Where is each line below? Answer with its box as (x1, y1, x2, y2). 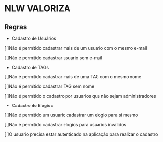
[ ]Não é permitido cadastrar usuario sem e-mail (4, 55, 102, 61)
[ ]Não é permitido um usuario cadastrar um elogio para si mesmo (4, 112, 138, 118)
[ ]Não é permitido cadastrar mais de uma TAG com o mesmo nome (4, 74, 142, 79)
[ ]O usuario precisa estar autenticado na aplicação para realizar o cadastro (4, 131, 158, 137)
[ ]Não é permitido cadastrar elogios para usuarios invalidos (4, 122, 127, 127)
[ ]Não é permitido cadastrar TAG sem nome (4, 83, 95, 89)
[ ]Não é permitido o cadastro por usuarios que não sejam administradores (4, 93, 156, 99)
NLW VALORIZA (4, 3, 71, 14)
